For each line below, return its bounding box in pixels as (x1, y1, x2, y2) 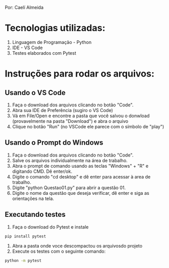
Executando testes (5, 210, 66, 219)
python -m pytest (5, 258, 42, 263)
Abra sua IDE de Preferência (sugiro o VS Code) (12, 107, 113, 113)
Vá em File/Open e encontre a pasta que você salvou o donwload (12, 113, 150, 119)
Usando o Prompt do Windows (5, 138, 104, 147)
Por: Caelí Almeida (5, 5, 44, 10)
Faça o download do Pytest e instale (12, 224, 89, 230)
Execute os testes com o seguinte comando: (12, 248, 106, 255)
